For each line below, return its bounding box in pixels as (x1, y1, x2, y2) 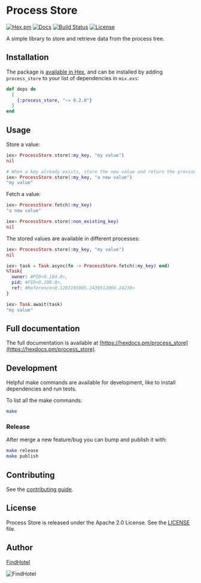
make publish (6, 453, 39, 459)
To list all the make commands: (6, 397, 83, 404)
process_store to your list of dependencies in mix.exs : (6, 74, 139, 81)
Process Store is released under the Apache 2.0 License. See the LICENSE (6, 518, 190, 526)
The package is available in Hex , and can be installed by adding (6, 68, 163, 75)
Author (6, 542, 33, 553)
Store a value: (6, 141, 41, 148)
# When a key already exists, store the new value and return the (6, 169, 175, 175)
